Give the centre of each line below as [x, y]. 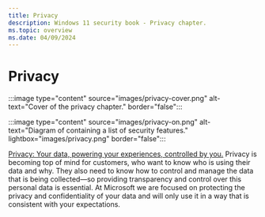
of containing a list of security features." [123, 130]
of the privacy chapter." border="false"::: [116, 107]
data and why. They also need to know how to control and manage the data [131, 171]
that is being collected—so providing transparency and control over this [125, 179]
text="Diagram [32, 130]
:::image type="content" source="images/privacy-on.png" [103, 122]
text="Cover [28, 107]
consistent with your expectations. [64, 204]
